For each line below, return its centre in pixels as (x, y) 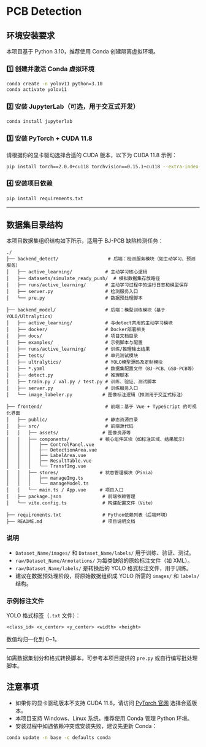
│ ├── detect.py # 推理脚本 (68, 375)
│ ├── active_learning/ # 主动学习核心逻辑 (77, 272)
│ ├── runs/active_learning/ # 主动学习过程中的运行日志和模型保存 (97, 285)
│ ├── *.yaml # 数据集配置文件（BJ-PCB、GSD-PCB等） (101, 369)
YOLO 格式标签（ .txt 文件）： (44, 615)
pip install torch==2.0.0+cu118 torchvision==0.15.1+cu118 (83, 166)
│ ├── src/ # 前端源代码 (70, 426)
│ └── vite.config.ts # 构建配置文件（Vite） (81, 503)
